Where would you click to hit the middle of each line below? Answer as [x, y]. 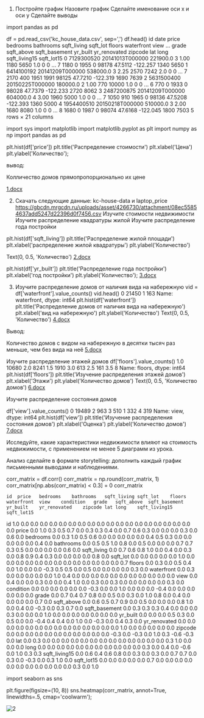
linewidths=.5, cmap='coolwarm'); [49, 697]
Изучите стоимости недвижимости [149, 214]
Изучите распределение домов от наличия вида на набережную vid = [107, 287]
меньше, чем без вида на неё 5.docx [54, 350]
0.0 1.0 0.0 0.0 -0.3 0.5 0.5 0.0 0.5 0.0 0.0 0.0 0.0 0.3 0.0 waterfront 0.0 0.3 [100, 569]
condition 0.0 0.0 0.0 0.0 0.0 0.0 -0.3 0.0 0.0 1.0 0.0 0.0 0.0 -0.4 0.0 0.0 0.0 [101, 589]
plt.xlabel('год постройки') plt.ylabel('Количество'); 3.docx [81, 275]
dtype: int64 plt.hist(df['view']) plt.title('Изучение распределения [90, 417]
